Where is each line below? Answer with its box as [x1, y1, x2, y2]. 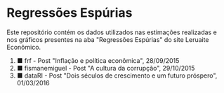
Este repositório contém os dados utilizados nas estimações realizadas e [6, 28, 217, 36]
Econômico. [6, 43, 41, 51]
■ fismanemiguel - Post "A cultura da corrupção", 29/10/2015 [16, 64, 195, 72]
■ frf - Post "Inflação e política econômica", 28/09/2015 [16, 56, 180, 64]
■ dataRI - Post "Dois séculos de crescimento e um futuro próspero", [16, 71, 218, 80]
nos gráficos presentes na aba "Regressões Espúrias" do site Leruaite [6, 35, 209, 43]
